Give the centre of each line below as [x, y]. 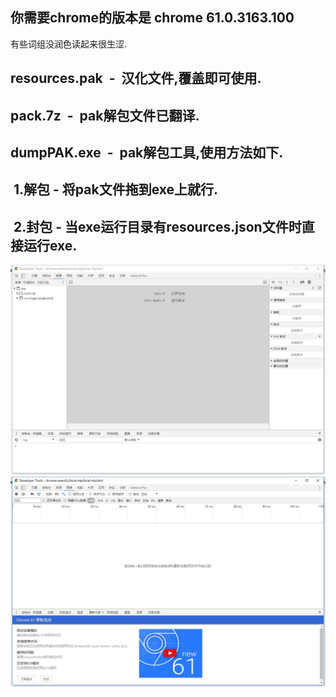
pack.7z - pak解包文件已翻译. [105, 115]
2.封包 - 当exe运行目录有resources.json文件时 [157, 226]
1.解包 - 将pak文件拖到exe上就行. [116, 189]
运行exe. [50, 245]
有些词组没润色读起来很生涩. [69, 44]
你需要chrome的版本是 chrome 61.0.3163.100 [152, 18]
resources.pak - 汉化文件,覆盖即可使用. [136, 78]
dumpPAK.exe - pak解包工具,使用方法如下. [147, 152]
